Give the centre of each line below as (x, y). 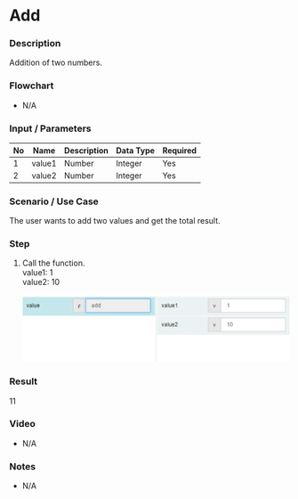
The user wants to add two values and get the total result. (115, 220)
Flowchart (32, 86)
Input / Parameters (50, 128)
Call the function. (53, 263)
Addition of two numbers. (56, 62)
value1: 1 (37, 273)
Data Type (135, 150)
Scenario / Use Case (54, 201)
